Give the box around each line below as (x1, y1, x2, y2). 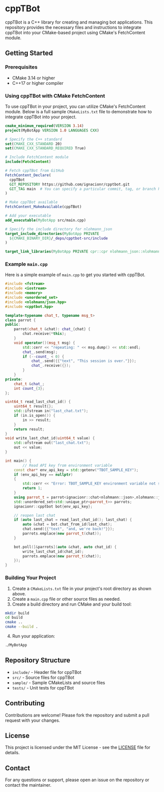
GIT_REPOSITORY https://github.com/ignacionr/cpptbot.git (9, 182, 130, 187)
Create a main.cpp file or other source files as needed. (12, 596, 121, 602)
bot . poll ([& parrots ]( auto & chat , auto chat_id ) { (14, 544, 117, 549)
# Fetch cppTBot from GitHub (5, 168, 64, 173)
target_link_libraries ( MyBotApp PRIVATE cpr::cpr (5, 249, 108, 254)
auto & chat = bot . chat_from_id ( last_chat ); (22, 522, 112, 527)
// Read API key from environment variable (22, 463, 112, 468)
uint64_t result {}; (14, 404, 54, 409)
